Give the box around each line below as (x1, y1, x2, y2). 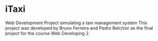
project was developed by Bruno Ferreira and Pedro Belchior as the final (5, 25, 154, 31)
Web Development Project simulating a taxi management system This (5, 20, 148, 26)
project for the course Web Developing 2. (5, 30, 90, 36)
